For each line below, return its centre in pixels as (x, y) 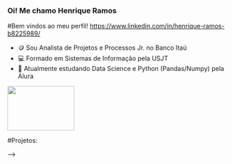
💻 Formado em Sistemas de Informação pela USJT (93, 58)
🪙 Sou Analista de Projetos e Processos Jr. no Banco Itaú (102, 48)
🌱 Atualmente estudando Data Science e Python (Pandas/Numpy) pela (121, 69)
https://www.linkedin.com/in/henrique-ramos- (157, 26)
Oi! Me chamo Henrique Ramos (62, 11)
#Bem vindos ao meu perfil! (48, 26)
